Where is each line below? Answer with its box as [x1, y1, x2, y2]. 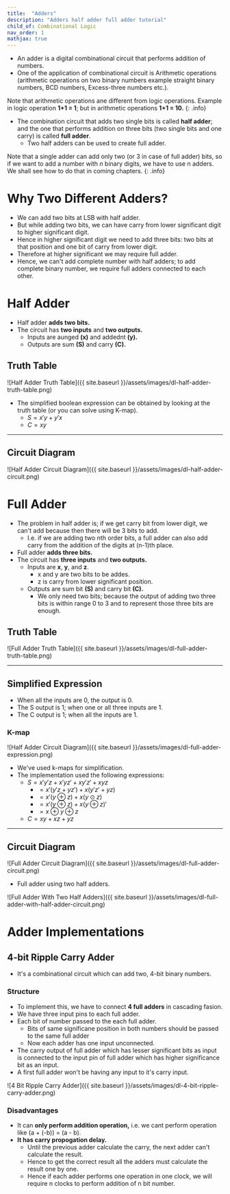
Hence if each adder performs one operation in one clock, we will [27, 1172, 212, 1180]
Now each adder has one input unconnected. [27, 1038, 155, 1047]
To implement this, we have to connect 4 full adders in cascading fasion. [16, 1002, 223, 1010]
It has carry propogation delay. [16, 1135, 107, 1144]
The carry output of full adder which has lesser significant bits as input [16, 1046, 217, 1054]
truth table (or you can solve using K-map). [16, 406, 138, 414]
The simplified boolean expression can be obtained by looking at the [16, 399, 211, 407]
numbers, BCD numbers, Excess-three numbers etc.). [16, 84, 169, 92]
